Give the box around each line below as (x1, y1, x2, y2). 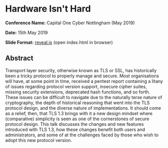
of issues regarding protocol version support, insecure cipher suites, (5, 83, 147, 89)
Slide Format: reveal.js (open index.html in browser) (5, 39, 113, 45)
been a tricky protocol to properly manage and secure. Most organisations (5, 73, 159, 79)
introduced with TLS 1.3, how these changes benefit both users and (5, 126, 145, 132)
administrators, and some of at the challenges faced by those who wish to (5, 132, 159, 138)
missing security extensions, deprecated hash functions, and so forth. (5, 89, 150, 95)
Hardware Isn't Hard (5, 3, 91, 15)
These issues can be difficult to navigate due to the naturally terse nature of (5, 94, 162, 100)
